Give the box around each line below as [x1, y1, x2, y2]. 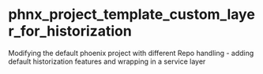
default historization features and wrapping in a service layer [8, 57, 206, 66]
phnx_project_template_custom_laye [8, 6, 255, 24]
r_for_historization [8, 22, 132, 40]
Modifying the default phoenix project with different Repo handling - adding [8, 48, 254, 57]
